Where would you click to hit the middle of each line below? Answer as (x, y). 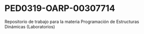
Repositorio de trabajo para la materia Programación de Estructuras (72, 22)
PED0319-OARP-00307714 (60, 8)
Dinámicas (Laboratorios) (30, 26)
